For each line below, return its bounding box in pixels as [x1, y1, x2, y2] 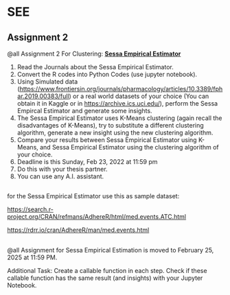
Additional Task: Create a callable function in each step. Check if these [7, 266, 207, 274]
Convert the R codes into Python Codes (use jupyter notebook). [16, 70, 198, 78]
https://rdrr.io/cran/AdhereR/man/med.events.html [7, 226, 150, 234]
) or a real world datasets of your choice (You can [69, 92, 209, 100]
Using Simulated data [16, 78, 78, 86]
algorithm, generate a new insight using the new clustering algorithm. [16, 128, 214, 137]
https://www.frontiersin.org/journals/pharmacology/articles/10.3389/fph [19, 85, 223, 93]
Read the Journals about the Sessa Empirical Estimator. [16, 63, 174, 71]
